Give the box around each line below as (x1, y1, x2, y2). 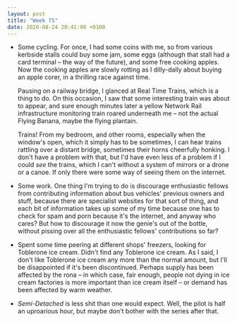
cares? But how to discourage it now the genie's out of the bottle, (17, 219, 208, 228)
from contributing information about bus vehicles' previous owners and (17, 189, 224, 198)
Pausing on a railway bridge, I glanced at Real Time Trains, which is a (17, 86, 219, 96)
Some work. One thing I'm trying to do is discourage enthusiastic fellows (17, 182, 229, 190)
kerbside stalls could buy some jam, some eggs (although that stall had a (17, 50, 230, 59)
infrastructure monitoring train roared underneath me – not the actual (17, 109, 219, 117)
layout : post (7, 10, 46, 18)
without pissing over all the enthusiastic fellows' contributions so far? (17, 227, 219, 236)
